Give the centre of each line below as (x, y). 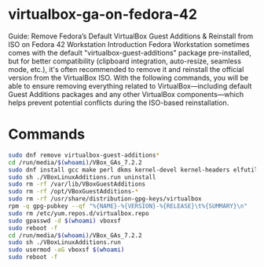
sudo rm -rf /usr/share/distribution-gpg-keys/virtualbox (105, 199)
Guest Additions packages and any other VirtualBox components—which (126, 94)
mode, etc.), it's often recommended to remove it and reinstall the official (126, 69)
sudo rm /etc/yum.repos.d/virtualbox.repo (79, 213)
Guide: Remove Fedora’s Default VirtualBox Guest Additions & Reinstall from (131, 36)
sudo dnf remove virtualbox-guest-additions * (84, 155)
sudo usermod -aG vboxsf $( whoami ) (66, 250)
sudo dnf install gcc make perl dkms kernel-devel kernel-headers (119, 170)
